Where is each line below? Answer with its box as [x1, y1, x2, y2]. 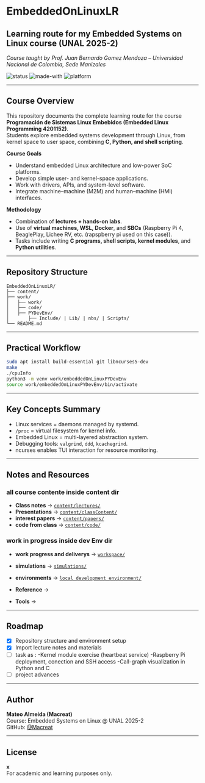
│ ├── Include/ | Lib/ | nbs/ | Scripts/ [6, 315, 130, 321]
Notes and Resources [6, 470, 90, 480]
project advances [15, 671, 59, 678]
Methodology [6, 206, 41, 213]
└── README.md [6, 320, 43, 327]
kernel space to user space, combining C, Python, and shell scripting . [6, 138, 184, 145]
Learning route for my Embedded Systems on [6, 29, 182, 39]
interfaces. [15, 194, 43, 201]
